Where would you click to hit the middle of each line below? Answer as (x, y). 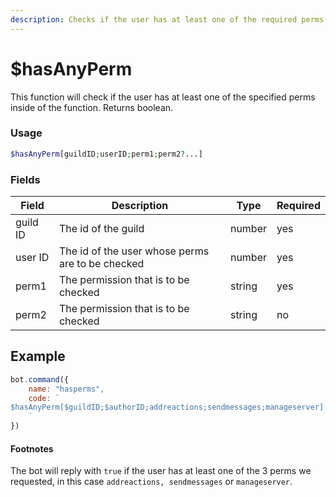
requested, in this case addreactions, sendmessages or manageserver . (151, 482)
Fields (25, 179)
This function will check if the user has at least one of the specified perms (163, 97)
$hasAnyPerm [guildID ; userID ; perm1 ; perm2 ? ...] (106, 154)
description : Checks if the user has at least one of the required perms (167, 19)
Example (38, 356)
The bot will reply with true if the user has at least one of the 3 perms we (161, 471)
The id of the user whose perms (134, 251)
